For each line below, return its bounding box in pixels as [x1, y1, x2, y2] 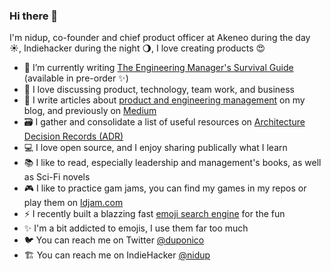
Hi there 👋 [9, 9, 59, 23]
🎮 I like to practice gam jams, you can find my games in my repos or [23, 182, 307, 194]
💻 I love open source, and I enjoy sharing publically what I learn [23, 142, 288, 154]
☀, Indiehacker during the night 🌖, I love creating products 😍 [9, 42, 266, 54]
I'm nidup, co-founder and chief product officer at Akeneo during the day [9, 32, 311, 44]
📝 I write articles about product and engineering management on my [23, 94, 306, 106]
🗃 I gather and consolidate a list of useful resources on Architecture [23, 116, 306, 128]
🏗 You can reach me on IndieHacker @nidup [23, 249, 211, 261]
